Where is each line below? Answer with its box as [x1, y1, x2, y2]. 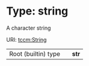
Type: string [6, 4, 69, 18]
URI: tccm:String [6, 36, 47, 43]
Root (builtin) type [9, 50, 61, 58]
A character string [6, 24, 51, 31]
